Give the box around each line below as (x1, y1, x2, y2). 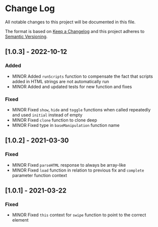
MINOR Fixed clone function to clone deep (12, 117, 97, 123)
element (12, 217, 29, 223)
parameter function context (12, 172, 67, 178)
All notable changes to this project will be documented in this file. (5, 19, 136, 25)
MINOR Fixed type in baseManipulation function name (12, 122, 120, 128)
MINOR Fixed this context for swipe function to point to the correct (12, 212, 146, 218)
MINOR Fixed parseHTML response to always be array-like (12, 162, 126, 168)
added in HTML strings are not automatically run (12, 78, 109, 84)
